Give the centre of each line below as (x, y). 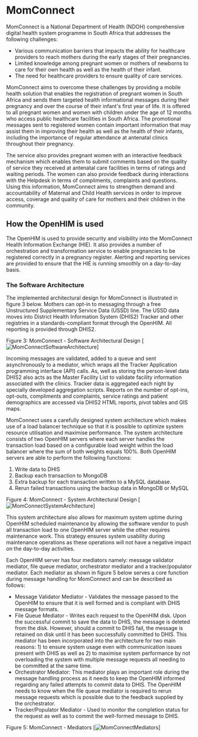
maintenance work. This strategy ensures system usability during (86, 536)
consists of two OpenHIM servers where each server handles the (85, 439)
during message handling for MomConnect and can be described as (89, 579)
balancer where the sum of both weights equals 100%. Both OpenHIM (91, 452)
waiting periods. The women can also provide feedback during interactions (98, 174)
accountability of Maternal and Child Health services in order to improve (94, 193)
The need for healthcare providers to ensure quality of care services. (99, 76)
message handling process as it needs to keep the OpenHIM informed (100, 678)
